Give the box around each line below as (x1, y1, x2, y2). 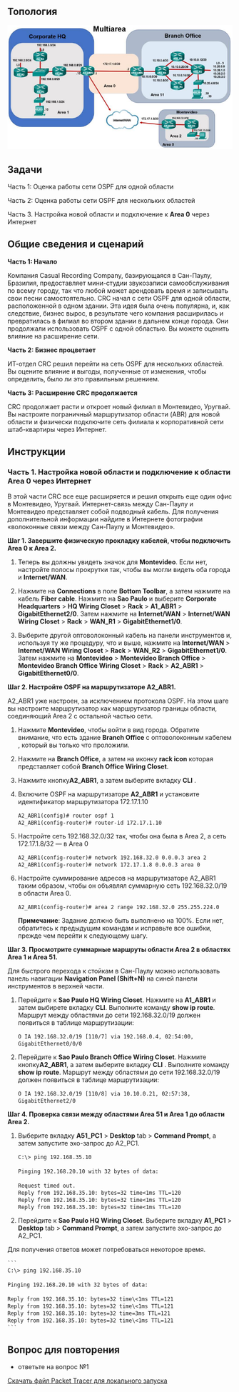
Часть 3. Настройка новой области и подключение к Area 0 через (7, 210, 210, 219)
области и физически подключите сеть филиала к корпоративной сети (7, 417, 224, 426)
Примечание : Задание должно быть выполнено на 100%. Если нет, (17, 916, 224, 925)
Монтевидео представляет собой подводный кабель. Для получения (7, 507, 219, 516)
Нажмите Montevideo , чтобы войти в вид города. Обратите (17, 726, 200, 734)
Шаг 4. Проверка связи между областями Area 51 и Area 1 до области (7, 1110, 225, 1118)
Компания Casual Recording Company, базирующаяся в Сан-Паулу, (7, 271, 213, 279)
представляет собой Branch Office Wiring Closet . (17, 762, 169, 771)
